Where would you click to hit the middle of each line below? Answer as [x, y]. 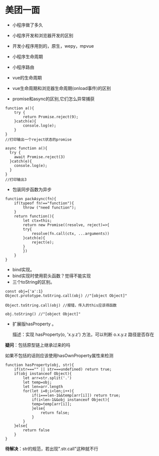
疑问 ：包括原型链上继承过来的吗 [38, 345]
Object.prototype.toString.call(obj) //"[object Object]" [66, 296]
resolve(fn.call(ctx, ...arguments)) [71, 233]
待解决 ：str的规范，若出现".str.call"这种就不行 [52, 449]
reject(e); [43, 242]
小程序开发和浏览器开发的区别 [43, 35]
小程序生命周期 [27, 56]
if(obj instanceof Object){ [43, 374]
